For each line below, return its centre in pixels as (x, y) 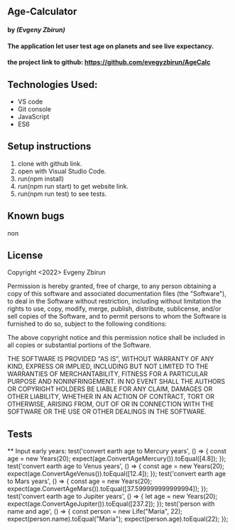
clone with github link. (50, 163)
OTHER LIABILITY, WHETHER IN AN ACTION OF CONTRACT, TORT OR (111, 397)
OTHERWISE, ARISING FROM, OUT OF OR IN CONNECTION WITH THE (111, 404)
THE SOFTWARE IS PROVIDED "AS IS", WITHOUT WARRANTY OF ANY (111, 359)
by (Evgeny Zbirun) (36, 29)
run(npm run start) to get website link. (73, 186)
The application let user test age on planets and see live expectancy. (111, 46)
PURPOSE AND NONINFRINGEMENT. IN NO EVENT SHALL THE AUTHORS (116, 382)
